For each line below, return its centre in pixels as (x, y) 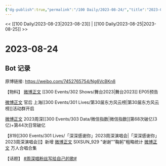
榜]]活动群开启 (20, 108)
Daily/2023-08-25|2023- (131, 24)
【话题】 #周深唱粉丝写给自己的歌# (41, 158)
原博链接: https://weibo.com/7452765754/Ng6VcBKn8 (61, 81)
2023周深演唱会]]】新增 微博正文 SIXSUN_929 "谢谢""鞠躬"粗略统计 (74, 142)
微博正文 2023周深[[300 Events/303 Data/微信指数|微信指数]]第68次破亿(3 (81, 119)
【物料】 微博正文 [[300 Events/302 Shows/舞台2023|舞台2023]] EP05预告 (82, 91)
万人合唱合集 (24, 148)
